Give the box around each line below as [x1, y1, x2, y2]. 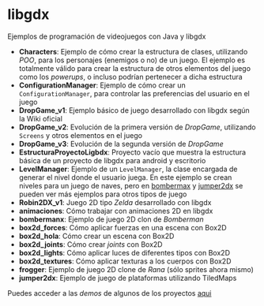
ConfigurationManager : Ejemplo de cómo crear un [18, 80, 187, 90]
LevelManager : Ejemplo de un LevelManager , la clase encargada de [18, 164, 238, 174]
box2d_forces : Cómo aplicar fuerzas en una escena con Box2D [18, 222, 227, 232]
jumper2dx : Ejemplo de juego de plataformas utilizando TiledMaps [18, 273, 237, 282]
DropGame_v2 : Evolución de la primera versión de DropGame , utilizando [18, 122, 256, 132]
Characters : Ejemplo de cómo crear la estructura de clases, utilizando [18, 47, 248, 56]
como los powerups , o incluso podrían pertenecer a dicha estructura [18, 72, 243, 81]
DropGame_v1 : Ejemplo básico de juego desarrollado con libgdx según [18, 105, 250, 115]
